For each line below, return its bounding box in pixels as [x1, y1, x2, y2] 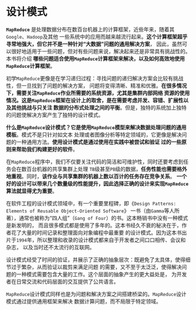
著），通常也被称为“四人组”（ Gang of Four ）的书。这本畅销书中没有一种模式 [6, 214, 188, 221]
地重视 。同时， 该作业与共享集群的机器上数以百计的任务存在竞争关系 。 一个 [6, 173, 187, 180]
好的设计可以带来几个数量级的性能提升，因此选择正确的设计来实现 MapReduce [6, 180, 189, 187]
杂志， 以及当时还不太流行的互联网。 [6, 243, 95, 250]
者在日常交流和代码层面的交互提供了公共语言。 [6, 278, 119, 285]
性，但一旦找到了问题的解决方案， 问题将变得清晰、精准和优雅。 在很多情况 [6, 82, 187, 89]
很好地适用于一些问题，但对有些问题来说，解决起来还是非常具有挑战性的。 [11, 47, 191, 54]
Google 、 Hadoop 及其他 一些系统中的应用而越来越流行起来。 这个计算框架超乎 [6, 33, 188, 40]
